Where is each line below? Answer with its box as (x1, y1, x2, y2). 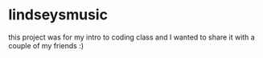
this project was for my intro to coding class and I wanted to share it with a (8, 32, 255, 42)
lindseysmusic (8, 6, 109, 24)
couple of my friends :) (8, 40, 84, 50)
